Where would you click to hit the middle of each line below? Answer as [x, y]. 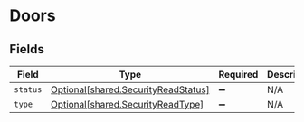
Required [238, 75]
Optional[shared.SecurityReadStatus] [130, 89]
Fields [27, 49]
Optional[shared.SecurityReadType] [128, 104]
